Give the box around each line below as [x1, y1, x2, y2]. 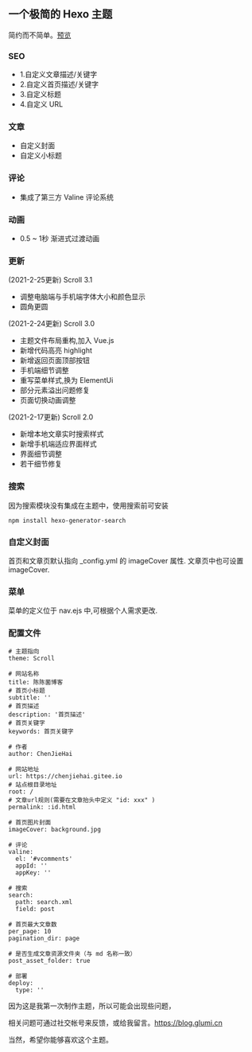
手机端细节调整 [19, 365, 69, 376]
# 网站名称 [8, 670, 40, 678]
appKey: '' [15, 869, 52, 877]
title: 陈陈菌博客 [8, 679, 64, 687]
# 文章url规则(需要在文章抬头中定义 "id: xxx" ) [8, 797, 156, 805]
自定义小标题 [19, 150, 62, 161]
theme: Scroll [8, 655, 56, 663]
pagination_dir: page [8, 934, 80, 943]
